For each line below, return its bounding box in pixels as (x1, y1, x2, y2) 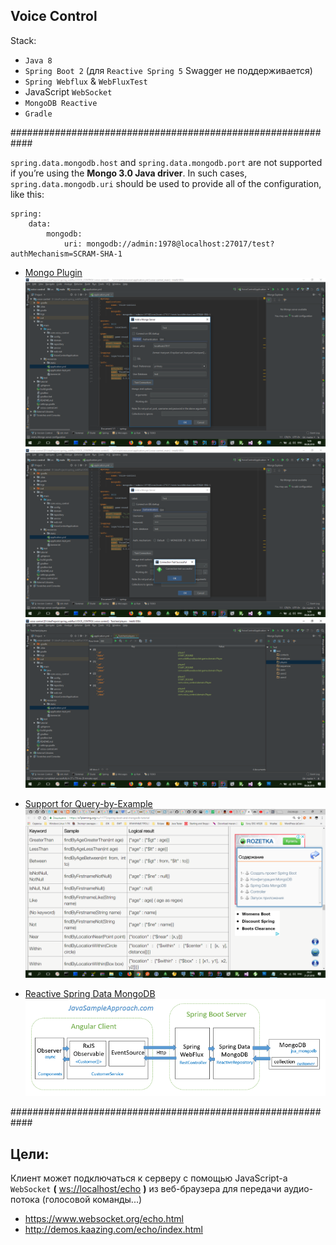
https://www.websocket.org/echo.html (24, 1213, 184, 1225)
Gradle (24, 109, 53, 119)
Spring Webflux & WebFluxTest (24, 75, 148, 87)
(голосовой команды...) (41, 1194, 143, 1206)
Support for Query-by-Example (24, 798, 153, 810)
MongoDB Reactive (24, 98, 98, 108)
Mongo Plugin (24, 266, 83, 278)
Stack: (10, 34, 37, 46)
